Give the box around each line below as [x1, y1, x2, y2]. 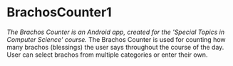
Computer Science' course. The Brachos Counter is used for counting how [6, 35, 226, 43]
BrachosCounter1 [6, 4, 112, 21]
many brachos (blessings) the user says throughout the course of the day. [6, 43, 224, 51]
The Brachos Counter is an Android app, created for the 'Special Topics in [6, 28, 225, 36]
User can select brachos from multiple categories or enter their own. [6, 50, 208, 59]
